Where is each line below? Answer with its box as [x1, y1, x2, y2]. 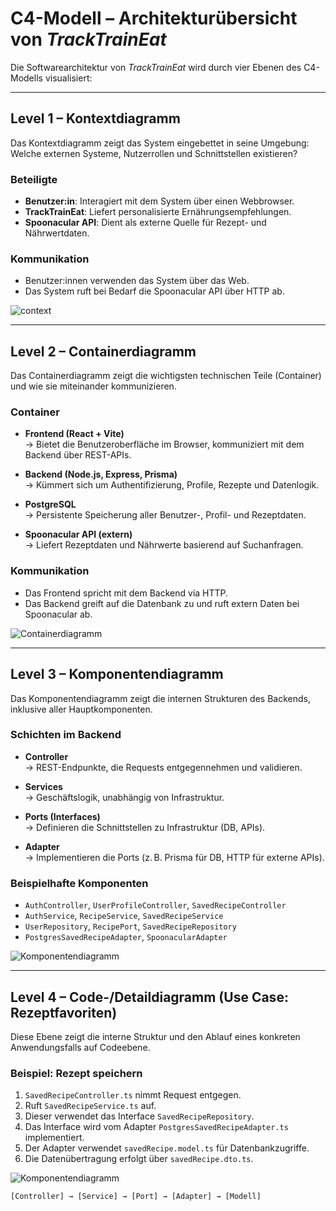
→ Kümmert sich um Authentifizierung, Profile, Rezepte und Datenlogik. [24, 479, 320, 491]
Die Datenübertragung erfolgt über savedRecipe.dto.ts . [24, 1153, 254, 1165]
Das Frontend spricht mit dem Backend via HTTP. [24, 587, 229, 599]
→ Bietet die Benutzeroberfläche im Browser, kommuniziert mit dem [24, 438, 305, 451]
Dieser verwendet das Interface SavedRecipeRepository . [24, 1110, 255, 1122]
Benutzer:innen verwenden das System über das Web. [24, 275, 250, 287]
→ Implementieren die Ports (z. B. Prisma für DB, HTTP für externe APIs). [24, 851, 325, 863]
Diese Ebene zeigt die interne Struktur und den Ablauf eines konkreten [10, 1030, 301, 1042]
